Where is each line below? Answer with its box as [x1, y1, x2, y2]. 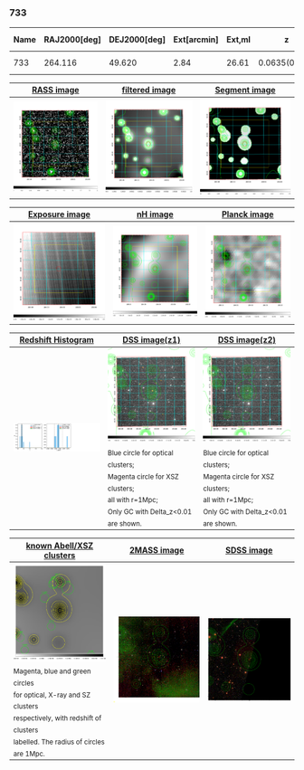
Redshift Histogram [19, 335, 95, 346]
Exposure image [27, 209, 90, 220]
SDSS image [225, 545, 273, 556]
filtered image [121, 84, 176, 96]
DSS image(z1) [122, 335, 181, 346]
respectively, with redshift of [13, 714, 102, 723]
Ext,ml [225, 34, 252, 45]
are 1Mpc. [13, 749, 45, 758]
